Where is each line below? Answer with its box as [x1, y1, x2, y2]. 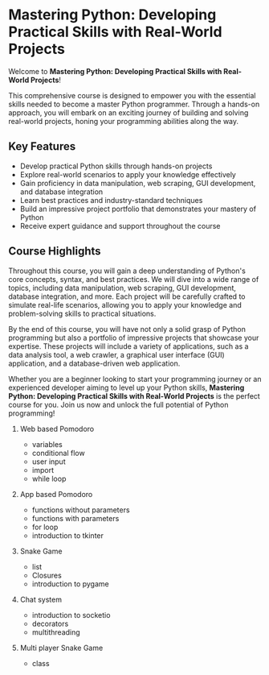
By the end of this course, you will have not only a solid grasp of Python [8, 324, 247, 333]
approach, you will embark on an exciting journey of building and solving [8, 107, 249, 118]
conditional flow [31, 448, 86, 458]
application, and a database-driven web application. [8, 358, 181, 368]
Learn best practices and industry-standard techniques [19, 195, 203, 205]
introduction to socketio [31, 610, 111, 619]
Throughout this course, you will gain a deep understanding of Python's [8, 266, 247, 275]
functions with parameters [31, 513, 120, 523]
